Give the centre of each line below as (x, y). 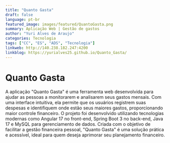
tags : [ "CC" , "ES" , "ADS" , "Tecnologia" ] (50, 43)
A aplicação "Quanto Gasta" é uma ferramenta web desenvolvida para (79, 92)
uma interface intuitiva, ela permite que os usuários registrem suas (76, 103)
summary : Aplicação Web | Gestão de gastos (52, 29)
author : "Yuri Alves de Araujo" (40, 34)
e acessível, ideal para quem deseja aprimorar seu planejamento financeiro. (85, 135)
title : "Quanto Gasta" (29, 10)
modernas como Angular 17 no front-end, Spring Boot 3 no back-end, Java (84, 119)
